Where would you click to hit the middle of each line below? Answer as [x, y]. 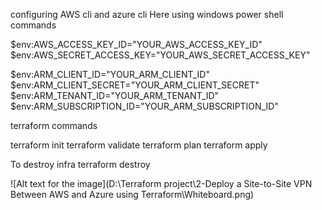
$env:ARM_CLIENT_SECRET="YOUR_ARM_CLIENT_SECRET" [135, 85]
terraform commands [54, 125]
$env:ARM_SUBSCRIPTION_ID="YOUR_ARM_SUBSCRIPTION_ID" [144, 106]
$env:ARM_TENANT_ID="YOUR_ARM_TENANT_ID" [115, 95]
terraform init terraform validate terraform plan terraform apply [139, 145]
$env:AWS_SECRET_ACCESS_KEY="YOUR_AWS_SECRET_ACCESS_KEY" [160, 55]
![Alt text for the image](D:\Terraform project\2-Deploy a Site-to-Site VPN [161, 183]
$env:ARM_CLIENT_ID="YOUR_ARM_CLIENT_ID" [110, 74]
